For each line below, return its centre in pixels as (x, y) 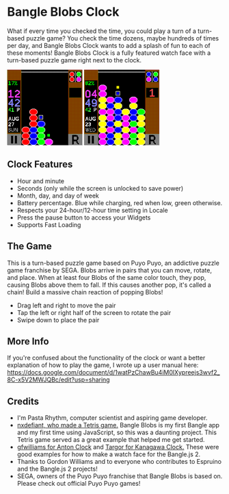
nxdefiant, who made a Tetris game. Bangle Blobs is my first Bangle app (118, 425)
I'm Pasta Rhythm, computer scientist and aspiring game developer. (112, 418)
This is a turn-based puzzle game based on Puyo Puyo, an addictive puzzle (113, 263)
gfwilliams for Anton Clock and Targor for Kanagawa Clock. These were (118, 447)
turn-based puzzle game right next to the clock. (75, 60)
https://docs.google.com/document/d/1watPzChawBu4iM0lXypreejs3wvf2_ (113, 373)
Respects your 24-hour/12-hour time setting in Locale (93, 210)
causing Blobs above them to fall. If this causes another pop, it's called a (109, 285)
